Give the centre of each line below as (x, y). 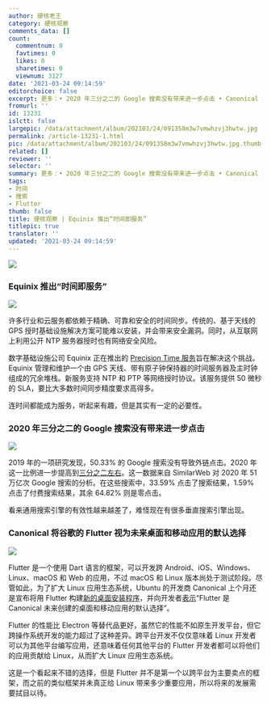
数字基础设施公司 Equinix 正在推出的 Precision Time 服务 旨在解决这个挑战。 (134, 358)
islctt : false (32, 121)
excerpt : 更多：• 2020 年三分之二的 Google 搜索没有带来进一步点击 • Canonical (133, 99)
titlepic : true (34, 226)
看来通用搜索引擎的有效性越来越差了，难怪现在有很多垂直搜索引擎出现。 (128, 510)
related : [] (28, 151)
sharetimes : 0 (39, 69)
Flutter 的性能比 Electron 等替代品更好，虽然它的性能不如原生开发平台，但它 (135, 625)
